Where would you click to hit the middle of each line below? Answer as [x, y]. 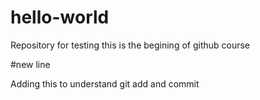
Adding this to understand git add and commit [105, 83]
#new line [30, 64]
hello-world [60, 17]
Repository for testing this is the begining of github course [130, 45]
